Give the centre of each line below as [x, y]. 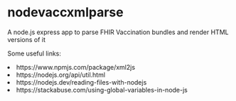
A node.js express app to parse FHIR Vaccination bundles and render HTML [118, 32]
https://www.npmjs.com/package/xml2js [76, 67]
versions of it [27, 39]
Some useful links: [34, 53]
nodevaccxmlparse [65, 12]
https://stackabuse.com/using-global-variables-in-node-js [102, 90]
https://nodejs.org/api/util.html [61, 75]
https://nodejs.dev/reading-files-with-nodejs [82, 82]
